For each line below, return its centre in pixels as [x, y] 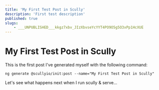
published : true [21, 18]
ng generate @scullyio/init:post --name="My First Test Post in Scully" [80, 74]
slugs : [12, 23]
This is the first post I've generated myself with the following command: [76, 65]
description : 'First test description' [45, 14]
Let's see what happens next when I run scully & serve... [61, 83]
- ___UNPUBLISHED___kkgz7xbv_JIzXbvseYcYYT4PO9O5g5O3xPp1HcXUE [79, 28]
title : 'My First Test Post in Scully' [45, 9]
